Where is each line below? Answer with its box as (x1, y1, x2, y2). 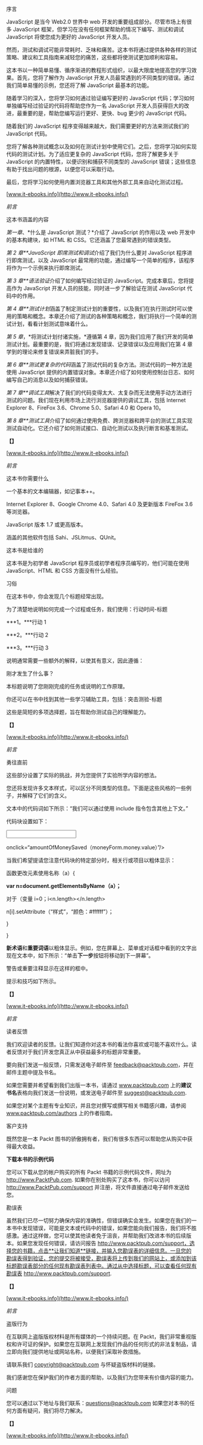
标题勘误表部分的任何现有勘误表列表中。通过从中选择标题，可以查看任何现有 (6, 1262, 197, 1269)
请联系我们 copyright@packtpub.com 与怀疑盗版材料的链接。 (6, 1361, 159, 1368)
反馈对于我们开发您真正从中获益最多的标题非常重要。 (11, 1048, 144, 1055)
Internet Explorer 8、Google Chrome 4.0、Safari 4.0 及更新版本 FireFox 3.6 (6, 501, 193, 507)
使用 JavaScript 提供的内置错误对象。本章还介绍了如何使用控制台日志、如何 (6, 368, 195, 376)
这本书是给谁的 (6, 547, 43, 553)
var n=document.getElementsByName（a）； (6, 882, 122, 889)
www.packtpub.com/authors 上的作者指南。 (6, 1109, 116, 1117)
